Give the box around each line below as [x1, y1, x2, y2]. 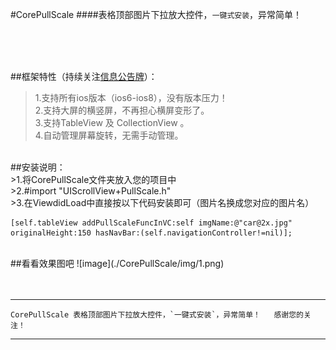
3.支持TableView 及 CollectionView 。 [34, 117, 190, 128]
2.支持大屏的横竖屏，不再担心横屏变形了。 [34, 104, 210, 116]
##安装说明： [10, 161, 66, 173]
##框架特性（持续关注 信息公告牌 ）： [10, 71, 158, 82]
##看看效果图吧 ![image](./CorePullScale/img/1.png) [10, 258, 225, 269]
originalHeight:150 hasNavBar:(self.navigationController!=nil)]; [10, 228, 293, 238]
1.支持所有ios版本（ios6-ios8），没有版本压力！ [34, 92, 228, 103]
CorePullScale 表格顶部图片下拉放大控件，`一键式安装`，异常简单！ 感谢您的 [10, 310, 304, 320]
